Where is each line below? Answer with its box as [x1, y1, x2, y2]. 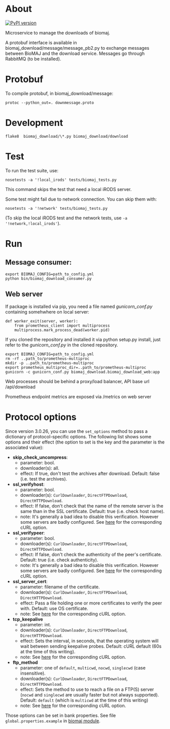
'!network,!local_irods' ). [5, 220, 61, 226]
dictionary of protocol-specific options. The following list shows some [5, 433, 151, 439]
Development [5, 117, 63, 129]
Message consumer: [5, 258, 72, 267]
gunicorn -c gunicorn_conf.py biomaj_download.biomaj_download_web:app [5, 369, 160, 374]
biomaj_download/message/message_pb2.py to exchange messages [5, 45, 150, 51]
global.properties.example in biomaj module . [5, 717, 100, 724]
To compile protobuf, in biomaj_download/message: [5, 90, 113, 97]
